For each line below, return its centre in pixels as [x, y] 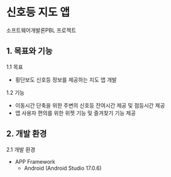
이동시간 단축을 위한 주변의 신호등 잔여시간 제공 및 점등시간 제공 [90, 105]
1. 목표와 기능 [29, 51]
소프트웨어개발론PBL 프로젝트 [41, 30]
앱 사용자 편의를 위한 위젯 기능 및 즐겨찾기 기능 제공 [75, 113]
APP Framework [35, 161]
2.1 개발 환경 [21, 149]
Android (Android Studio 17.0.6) [63, 168]
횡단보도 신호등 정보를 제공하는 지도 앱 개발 [66, 80]
